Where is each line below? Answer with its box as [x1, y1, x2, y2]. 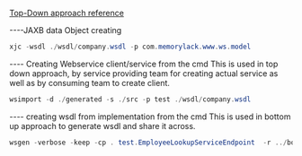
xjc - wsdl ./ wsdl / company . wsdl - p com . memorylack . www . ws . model [9, 42, 252, 51]
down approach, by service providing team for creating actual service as [9, 67, 279, 79]
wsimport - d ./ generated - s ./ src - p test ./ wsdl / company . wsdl [9, 94, 252, 104]
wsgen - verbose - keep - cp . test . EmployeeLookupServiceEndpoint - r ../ [9, 138, 288, 147]
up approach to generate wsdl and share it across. [9, 120, 196, 131]
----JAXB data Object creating [9, 25, 122, 35]
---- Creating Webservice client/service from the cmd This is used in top [9, 58, 279, 69]
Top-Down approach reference [9, 8, 124, 18]
